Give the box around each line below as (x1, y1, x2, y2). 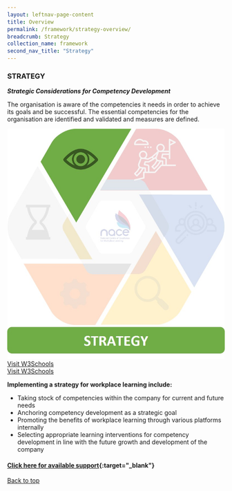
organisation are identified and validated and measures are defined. (7, 115, 200, 124)
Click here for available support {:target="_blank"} (7, 461, 155, 470)
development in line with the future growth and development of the (17, 438, 208, 446)
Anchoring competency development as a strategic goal (17, 409, 177, 416)
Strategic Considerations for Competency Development (7, 87, 171, 95)
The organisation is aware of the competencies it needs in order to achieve (7, 100, 220, 109)
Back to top (7, 476, 40, 485)
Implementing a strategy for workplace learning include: (7, 380, 173, 389)
